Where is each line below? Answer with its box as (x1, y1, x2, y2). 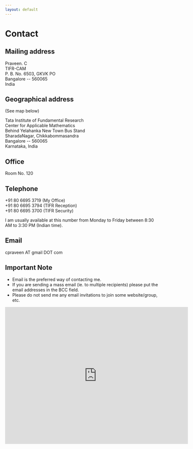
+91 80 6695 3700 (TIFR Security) (5, 208, 74, 214)
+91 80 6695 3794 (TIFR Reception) (5, 203, 77, 208)
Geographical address (5, 95, 74, 104)
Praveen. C (5, 60, 28, 66)
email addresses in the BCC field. (12, 287, 79, 293)
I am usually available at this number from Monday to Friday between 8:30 (5, 217, 154, 223)
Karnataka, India (5, 143, 38, 149)
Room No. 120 (5, 170, 33, 176)
